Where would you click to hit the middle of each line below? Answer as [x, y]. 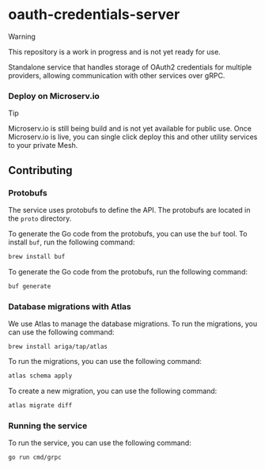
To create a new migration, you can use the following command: [113, 391]
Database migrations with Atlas [70, 306]
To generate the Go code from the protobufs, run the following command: [128, 271]
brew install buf [37, 256]
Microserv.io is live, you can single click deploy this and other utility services [133, 137]
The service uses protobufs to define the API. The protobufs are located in [129, 210]
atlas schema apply [40, 376]
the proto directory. [40, 218]
